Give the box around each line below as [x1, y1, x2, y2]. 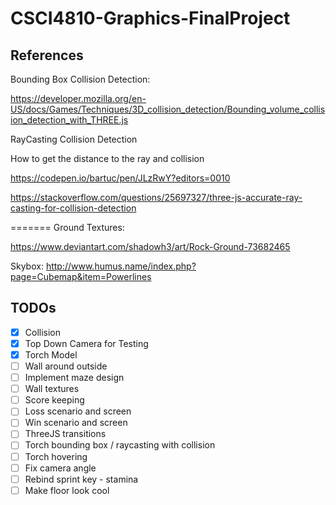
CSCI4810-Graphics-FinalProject [10, 7, 291, 30]
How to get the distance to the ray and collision [10, 153, 205, 164]
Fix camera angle [24, 462, 97, 474]
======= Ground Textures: [10, 222, 125, 233]
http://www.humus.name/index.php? [45, 260, 197, 272]
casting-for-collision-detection [10, 202, 137, 214]
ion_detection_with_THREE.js [10, 114, 129, 126]
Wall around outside [24, 360, 108, 372]
